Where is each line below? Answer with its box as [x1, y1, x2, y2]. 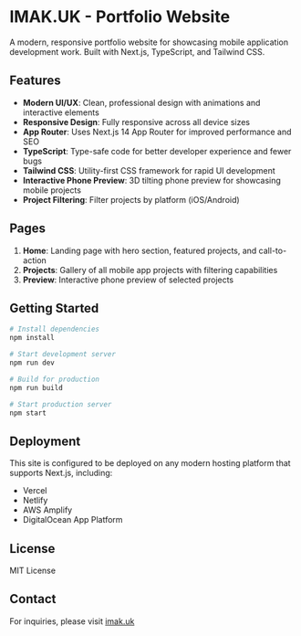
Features [9, 73, 61, 89]
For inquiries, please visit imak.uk [9, 615, 135, 627]
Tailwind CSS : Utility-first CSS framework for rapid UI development [22, 164, 275, 175]
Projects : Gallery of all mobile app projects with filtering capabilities [22, 264, 278, 275]
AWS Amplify [22, 504, 73, 515]
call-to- [258, 245, 287, 256]
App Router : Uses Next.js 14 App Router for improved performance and [22, 126, 292, 137]
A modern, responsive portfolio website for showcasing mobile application [9, 37, 289, 48]
